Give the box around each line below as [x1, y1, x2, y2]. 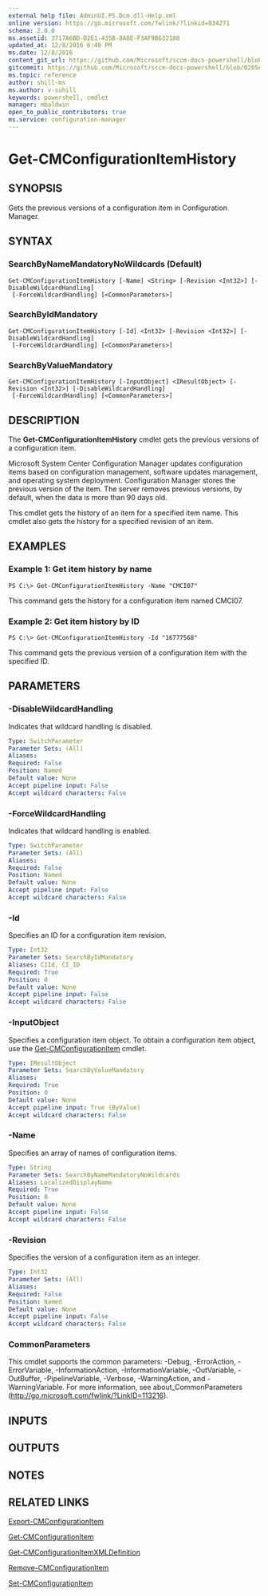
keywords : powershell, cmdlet [8, 93, 109, 101]
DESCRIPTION [8, 413, 80, 427]
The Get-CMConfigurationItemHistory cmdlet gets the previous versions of [8, 435, 259, 444]
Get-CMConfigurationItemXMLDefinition [8, 1547, 141, 1558]
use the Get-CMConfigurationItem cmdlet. [8, 1043, 147, 1053]
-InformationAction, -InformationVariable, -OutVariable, [55, 1365, 237, 1375]
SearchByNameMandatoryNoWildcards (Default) [8, 259, 203, 270]
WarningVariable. [8, 1383, 65, 1392]
